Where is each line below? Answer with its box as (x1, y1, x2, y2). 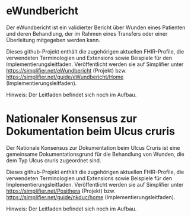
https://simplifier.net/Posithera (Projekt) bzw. (6, 187, 116, 194)
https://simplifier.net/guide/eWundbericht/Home (6, 73, 124, 80)
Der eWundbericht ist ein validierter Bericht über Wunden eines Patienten (6, 24, 186, 31)
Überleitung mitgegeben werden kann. (6, 36, 101, 43)
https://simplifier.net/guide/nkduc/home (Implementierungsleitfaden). (6, 193, 176, 200)
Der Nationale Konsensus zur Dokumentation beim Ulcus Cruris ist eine (6, 144, 180, 151)
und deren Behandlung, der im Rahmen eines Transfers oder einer (6, 30, 168, 37)
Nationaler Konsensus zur (6, 112, 138, 125)
